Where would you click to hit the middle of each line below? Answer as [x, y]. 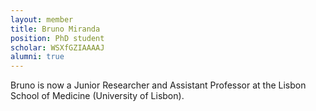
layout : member [42, 19]
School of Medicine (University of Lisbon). [97, 96]
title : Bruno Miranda [55, 29]
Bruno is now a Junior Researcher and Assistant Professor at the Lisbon [158, 85]
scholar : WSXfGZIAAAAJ [57, 47]
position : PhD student [57, 38]
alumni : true [37, 57]
